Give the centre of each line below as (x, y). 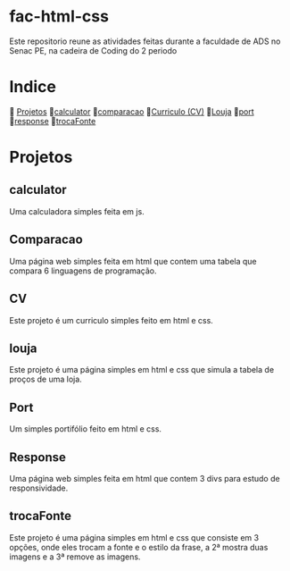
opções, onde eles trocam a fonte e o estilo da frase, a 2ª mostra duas (139, 547)
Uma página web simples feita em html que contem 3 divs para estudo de (145, 478)
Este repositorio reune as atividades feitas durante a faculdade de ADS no (145, 41)
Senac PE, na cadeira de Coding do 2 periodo (93, 50)
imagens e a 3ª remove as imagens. (75, 557)
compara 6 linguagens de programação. (83, 271)
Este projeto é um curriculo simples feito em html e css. (112, 320)
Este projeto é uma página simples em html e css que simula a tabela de (142, 370)
